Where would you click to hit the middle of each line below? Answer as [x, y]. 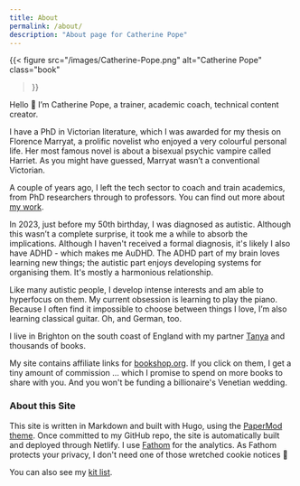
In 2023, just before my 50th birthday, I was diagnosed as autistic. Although [150, 224]
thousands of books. [47, 346]
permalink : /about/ [46, 26]
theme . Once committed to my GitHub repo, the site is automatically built [145, 435]
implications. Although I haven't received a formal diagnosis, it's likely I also [150, 244]
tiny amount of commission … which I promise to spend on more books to [146, 373]
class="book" [35, 70]
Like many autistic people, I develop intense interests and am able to [136, 290]
